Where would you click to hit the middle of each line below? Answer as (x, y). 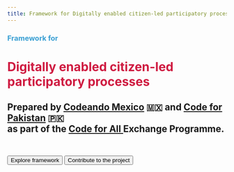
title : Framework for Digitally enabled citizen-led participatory (107, 14)
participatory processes (79, 81)
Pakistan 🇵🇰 (36, 118)
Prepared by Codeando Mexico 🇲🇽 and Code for (115, 108)
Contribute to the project (99, 160)
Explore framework (35, 160)
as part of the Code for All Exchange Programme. (116, 129)
